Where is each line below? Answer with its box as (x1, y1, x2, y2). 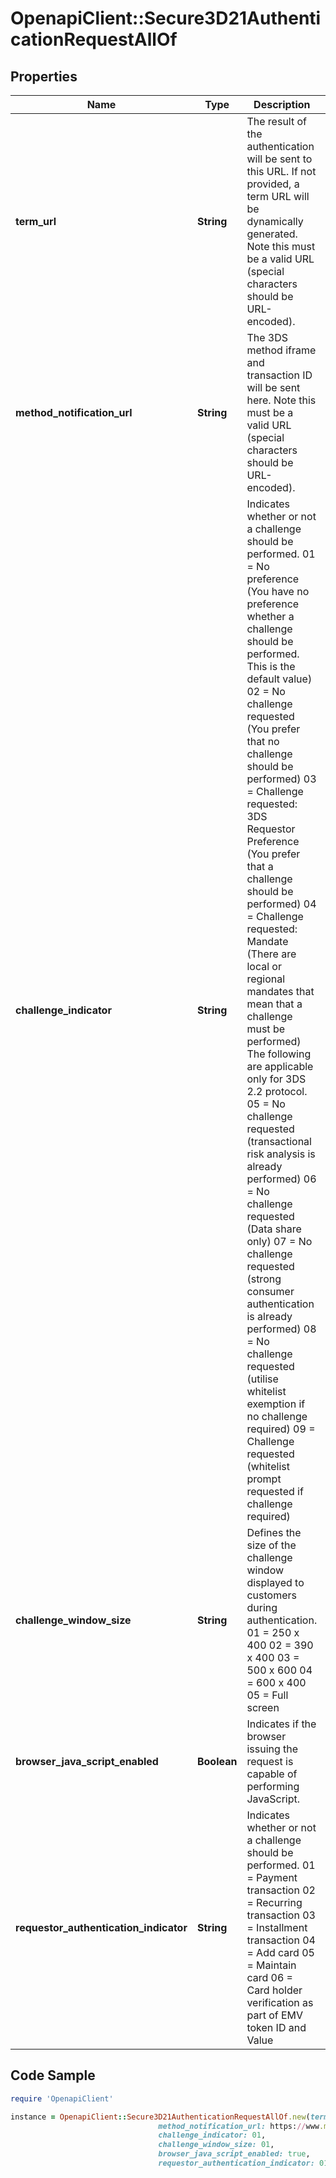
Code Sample (10, 2067, 96, 2084)
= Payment (246, 1871, 298, 1884)
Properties (10, 68, 78, 85)
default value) (246, 672, 313, 686)
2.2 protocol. (246, 1085, 308, 1098)
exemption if (246, 1397, 306, 1411)
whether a (246, 610, 295, 623)
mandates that (246, 985, 315, 998)
